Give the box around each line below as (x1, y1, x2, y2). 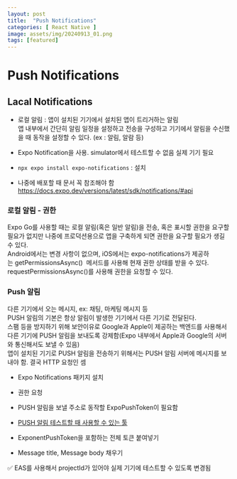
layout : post (7, 10, 46, 18)
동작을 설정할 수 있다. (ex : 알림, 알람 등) (33, 133, 144, 142)
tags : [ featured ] (7, 37, 59, 44)
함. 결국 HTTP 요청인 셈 (20, 357, 87, 366)
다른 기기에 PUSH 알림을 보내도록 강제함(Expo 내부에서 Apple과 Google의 (7, 331, 214, 340)
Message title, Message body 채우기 (17, 448, 123, 457)
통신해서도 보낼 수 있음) (14, 340, 80, 348)
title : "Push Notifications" (7, 17, 97, 24)
